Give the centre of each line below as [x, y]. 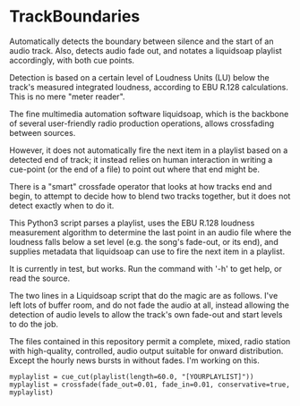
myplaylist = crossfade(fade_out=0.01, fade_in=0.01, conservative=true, [150, 385]
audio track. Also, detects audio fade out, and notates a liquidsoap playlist [146, 50]
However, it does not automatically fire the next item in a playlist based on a [149, 150]
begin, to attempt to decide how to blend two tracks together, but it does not [150, 196]
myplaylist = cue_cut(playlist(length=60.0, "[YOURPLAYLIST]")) [132, 376]
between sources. [43, 132]
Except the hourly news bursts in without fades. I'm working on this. [134, 360]
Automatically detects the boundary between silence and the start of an [141, 41]
